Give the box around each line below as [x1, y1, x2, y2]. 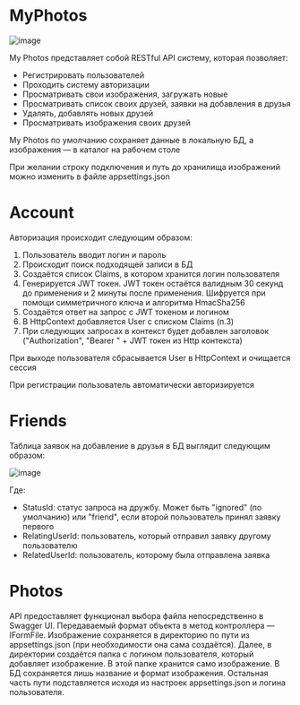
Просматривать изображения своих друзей [21, 117, 191, 128]
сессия [9, 362, 38, 373]
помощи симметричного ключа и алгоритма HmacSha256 [21, 297, 245, 307]
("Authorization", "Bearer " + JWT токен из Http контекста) [21, 335, 244, 346]
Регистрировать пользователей [21, 69, 145, 81]
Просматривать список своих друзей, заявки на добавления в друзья [21, 98, 291, 108]
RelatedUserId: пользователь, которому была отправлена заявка [21, 549, 270, 560]
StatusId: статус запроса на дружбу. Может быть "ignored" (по [21, 502, 262, 512]
